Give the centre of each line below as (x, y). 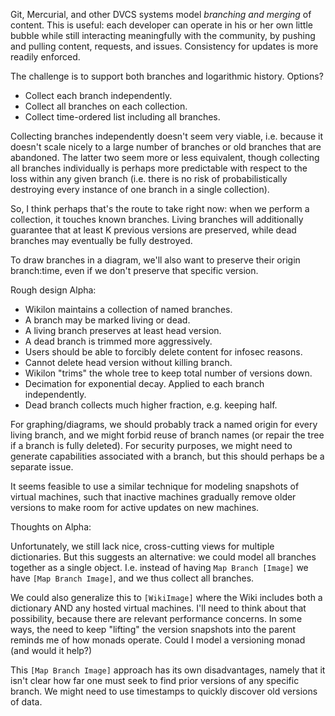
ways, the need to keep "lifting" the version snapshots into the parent (153, 629)
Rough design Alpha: (53, 290)
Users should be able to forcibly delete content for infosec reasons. (163, 352)
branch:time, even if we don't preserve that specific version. (134, 270)
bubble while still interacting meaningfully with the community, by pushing (163, 35)
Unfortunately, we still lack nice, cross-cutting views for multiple (142, 546)
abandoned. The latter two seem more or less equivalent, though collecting (165, 157)
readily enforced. (45, 57)
